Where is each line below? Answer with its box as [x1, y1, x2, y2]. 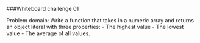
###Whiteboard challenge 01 [6, 5, 79, 12]
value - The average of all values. [6, 30, 90, 37]
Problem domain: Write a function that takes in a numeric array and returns [6, 17, 194, 24]
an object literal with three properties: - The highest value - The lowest [6, 24, 184, 30]
